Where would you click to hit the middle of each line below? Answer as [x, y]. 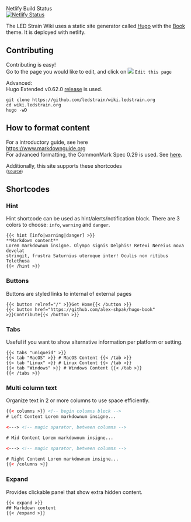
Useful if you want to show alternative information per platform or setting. [94, 342]
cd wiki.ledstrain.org [34, 105]
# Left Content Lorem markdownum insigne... [61, 417]
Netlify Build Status [29, 8]
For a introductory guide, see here [47, 142]
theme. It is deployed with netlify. [46, 32]
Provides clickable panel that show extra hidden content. [74, 492]
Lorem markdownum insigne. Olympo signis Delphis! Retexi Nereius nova [95, 246]
